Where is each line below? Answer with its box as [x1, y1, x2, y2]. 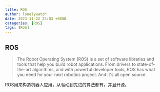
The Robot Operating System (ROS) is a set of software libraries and [17, 56, 155, 62]
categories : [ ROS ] [5, 20, 42, 26]
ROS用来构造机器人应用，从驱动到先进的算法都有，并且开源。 [5, 81, 129, 88]
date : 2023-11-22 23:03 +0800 [5, 16, 67, 21]
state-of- [137, 61, 155, 67]
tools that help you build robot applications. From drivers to [17, 61, 136, 67]
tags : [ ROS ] [5, 25, 29, 30]
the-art [17, 66, 32, 72]
